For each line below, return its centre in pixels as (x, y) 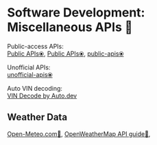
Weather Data (37, 117)
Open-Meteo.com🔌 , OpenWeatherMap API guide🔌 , (79, 134)
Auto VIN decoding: (35, 88)
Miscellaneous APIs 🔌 (70, 27)
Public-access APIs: (35, 46)
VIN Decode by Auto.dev (42, 96)
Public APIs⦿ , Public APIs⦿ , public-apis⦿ (65, 54)
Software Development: (76, 13)
